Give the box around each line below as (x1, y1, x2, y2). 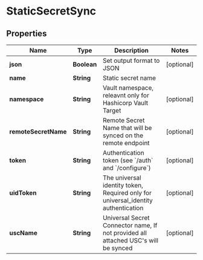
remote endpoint (102, 139, 150, 147)
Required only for (102, 189, 152, 197)
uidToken (9, 189, 37, 197)
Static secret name (102, 74, 156, 82)
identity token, (102, 181, 143, 189)
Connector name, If (102, 221, 158, 229)
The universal (102, 174, 141, 182)
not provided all (102, 229, 147, 237)
